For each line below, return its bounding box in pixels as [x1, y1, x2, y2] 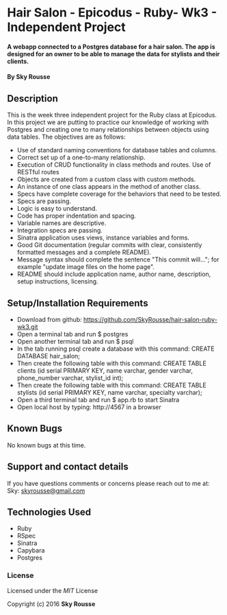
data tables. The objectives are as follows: [7, 132, 126, 141]
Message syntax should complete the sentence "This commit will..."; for [16, 255, 219, 264]
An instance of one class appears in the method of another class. [16, 183, 201, 191]
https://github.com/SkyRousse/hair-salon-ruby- [83, 316, 217, 323]
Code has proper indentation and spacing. [16, 211, 137, 220]
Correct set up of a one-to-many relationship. [16, 153, 146, 162]
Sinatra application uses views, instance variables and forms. [16, 233, 190, 242]
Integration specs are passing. [16, 227, 103, 235]
